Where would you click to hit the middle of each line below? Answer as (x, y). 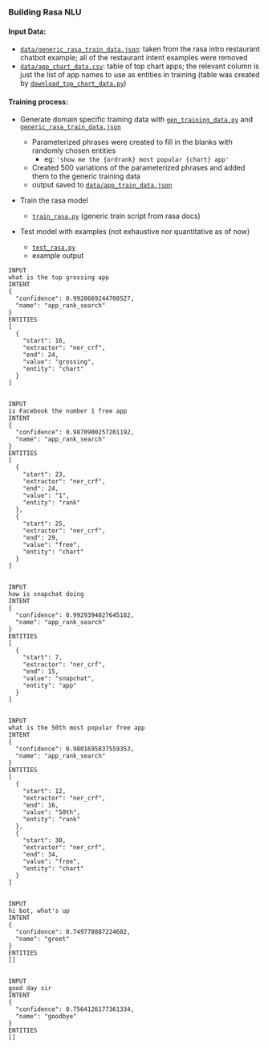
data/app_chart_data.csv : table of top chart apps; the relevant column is (139, 66)
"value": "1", (46, 496)
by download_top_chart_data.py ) (73, 84)
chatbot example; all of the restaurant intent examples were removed (134, 58)
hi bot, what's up (39, 911)
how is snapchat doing (46, 594)
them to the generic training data (86, 176)
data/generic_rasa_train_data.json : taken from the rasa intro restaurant (140, 49)
